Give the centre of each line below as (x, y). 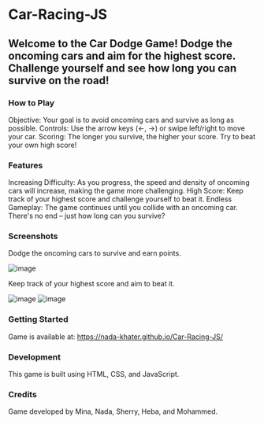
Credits (22, 394)
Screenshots (33, 236)
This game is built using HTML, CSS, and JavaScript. (94, 374)
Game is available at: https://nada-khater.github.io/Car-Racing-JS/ (115, 337)
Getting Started (38, 319)
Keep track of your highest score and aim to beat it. (91, 284)
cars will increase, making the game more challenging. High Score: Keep (126, 191)
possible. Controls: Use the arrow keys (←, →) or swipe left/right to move (127, 128)
